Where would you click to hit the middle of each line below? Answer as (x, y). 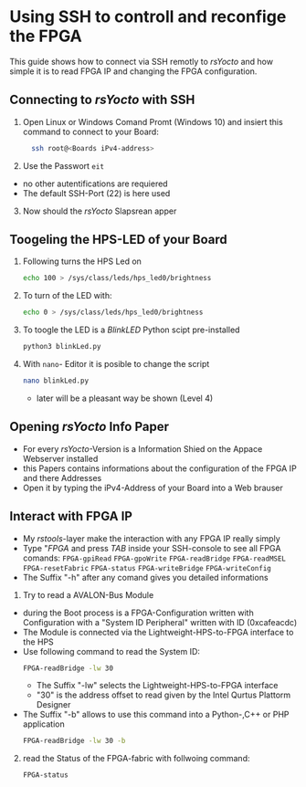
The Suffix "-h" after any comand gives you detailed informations (145, 577)
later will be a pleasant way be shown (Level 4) (125, 398)
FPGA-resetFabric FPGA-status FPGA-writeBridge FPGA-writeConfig (147, 568)
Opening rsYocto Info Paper (90, 427)
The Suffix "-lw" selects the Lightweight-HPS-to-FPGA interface (157, 686)
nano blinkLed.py (56, 381)
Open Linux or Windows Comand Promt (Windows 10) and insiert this (153, 121)
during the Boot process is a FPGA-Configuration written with (138, 613)
